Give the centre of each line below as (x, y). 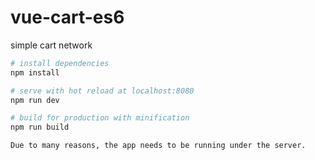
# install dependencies (60, 63)
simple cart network (51, 45)
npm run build (40, 127)
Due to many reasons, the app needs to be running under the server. (158, 146)
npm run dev (35, 100)
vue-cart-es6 (67, 17)
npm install (35, 72)
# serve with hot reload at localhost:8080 (102, 91)
